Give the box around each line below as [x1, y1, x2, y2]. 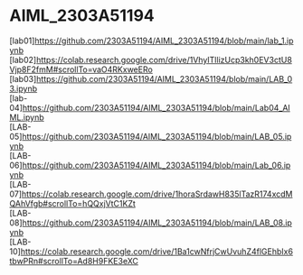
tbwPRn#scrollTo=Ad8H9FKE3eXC [9, 255, 138, 266]
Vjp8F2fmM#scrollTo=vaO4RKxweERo [9, 64, 154, 75]
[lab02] [9, 54, 37, 65]
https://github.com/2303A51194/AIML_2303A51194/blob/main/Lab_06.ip [22, 160, 291, 170]
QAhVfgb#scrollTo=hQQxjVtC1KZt [9, 197, 136, 208]
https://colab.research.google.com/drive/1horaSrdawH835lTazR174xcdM [21, 188, 293, 199]
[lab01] [9, 35, 35, 46]
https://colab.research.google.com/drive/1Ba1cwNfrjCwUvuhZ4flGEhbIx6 [20, 245, 294, 257]
